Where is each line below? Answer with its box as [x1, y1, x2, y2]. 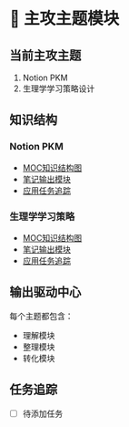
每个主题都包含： [9, 310, 74, 321]
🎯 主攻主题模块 [9, 8, 120, 29]
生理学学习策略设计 [22, 83, 95, 94]
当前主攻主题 [9, 47, 82, 63]
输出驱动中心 [9, 285, 82, 300]
